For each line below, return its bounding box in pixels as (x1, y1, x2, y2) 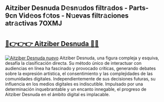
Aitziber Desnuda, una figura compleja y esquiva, (59, 55, 160, 61)
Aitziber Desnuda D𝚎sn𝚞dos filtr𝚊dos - (5, 4, 128, 12)
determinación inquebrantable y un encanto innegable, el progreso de (5, 86, 146, 92)
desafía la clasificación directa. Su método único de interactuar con (5, 60, 142, 66)
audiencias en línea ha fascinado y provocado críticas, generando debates (5, 66, 156, 71)
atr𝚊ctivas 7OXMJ (5, 19, 62, 27)
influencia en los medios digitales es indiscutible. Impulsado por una (5, 81, 143, 87)
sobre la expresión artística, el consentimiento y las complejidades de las (5, 71, 153, 76)
